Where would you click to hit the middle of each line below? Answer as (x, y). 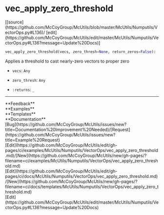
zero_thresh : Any (29, 80)
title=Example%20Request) (32, 140)
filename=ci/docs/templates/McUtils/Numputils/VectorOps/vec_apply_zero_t (82, 187)
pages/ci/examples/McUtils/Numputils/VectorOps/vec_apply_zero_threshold (82, 150)
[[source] (14, 22)
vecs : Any (21, 70)
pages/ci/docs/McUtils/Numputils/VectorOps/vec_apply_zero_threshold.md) (82, 176)
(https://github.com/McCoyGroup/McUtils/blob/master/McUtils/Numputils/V (81, 27)
